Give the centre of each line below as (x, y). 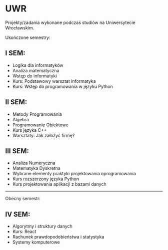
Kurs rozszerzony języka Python (45, 179)
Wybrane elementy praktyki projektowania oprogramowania (74, 174)
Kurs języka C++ (29, 130)
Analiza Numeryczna (34, 163)
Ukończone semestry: (28, 37)
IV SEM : (18, 214)
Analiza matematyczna (36, 70)
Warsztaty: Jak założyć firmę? (43, 135)
